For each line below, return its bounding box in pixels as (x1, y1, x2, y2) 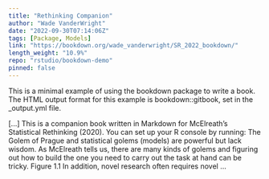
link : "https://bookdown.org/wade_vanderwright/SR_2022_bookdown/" (8, 42, 239, 50)
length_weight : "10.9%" (8, 49, 88, 57)
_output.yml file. (8, 103, 62, 112)
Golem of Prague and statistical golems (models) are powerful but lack (8, 136, 243, 145)
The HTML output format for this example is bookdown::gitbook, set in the (8, 94, 254, 104)
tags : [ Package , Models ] (8, 34, 92, 43)
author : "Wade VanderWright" (8, 19, 106, 27)
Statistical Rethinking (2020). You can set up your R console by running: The (8, 127, 261, 136)
